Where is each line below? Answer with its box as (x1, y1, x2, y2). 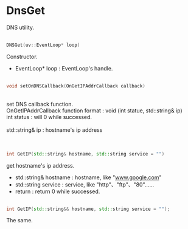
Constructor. (6, 53, 38, 60)
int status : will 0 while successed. (6, 113, 92, 120)
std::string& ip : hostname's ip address (6, 126, 103, 134)
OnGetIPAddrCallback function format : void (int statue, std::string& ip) (6, 107, 183, 114)
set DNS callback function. (6, 100, 74, 108)
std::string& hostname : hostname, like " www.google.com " (15, 174, 162, 181)
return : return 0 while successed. (15, 188, 100, 195)
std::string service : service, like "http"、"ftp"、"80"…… (15, 180, 155, 188)
